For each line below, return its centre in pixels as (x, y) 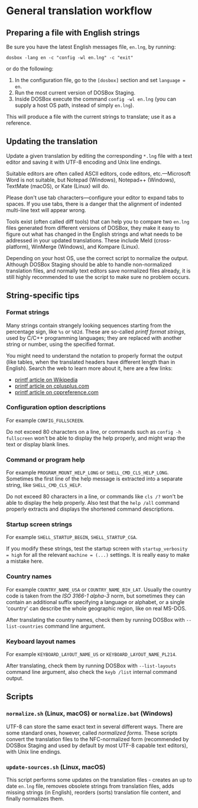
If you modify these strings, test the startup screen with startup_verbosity (97, 549)
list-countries (25, 627)
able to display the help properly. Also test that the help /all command (93, 503)
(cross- (163, 240)
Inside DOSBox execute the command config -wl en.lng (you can (95, 99)
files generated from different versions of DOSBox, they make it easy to (93, 228)
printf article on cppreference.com (56, 392)
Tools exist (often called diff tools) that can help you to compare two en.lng (98, 221)
